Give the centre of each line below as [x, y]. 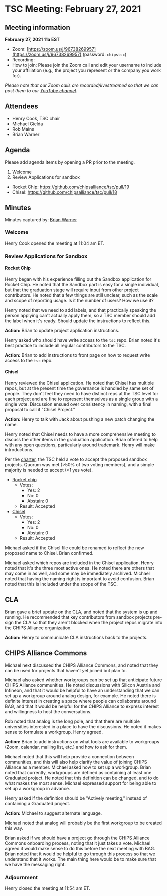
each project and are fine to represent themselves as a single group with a [82, 399]
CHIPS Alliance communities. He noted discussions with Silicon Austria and [83, 685]
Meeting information [38, 28]
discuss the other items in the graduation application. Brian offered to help [82, 440]
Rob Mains [23, 129]
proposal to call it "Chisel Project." [40, 410]
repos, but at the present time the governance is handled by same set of [79, 388]
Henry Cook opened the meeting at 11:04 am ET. [55, 243]
